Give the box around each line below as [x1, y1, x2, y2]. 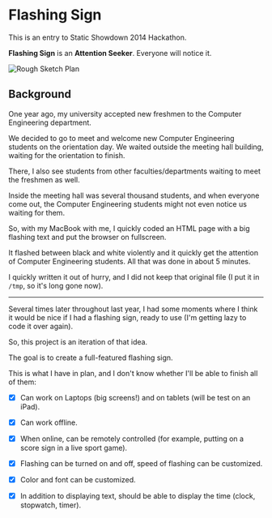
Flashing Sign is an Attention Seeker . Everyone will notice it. [8, 48, 212, 58]
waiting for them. [8, 208, 66, 217]
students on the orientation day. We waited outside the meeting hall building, [8, 142, 264, 152]
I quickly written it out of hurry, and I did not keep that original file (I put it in [8, 272, 260, 281]
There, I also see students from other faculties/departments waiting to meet [8, 166, 261, 176]
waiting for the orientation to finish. [8, 150, 125, 160]
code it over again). [8, 321, 74, 331]
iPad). [19, 401, 40, 411]
